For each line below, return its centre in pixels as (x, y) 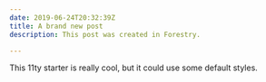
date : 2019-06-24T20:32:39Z (63, 18)
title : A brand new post (56, 26)
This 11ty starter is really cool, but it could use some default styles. (134, 68)
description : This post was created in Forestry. (105, 34)
